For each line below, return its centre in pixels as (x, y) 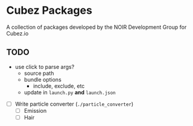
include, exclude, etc (59, 86)
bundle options (43, 79)
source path (39, 73)
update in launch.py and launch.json (70, 92)
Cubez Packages (49, 10)
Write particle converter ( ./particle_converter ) (74, 104)
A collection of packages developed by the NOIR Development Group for (96, 27)
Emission (35, 110)
